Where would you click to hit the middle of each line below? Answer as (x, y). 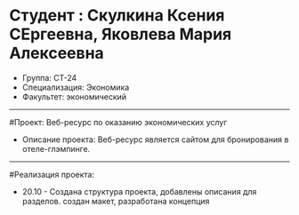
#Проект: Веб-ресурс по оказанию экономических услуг (118, 122)
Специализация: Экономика (76, 87)
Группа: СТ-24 (49, 77)
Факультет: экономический (74, 96)
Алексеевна (57, 53)
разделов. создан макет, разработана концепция (116, 201)
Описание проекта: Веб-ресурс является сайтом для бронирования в (155, 139)
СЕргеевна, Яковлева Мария (121, 34)
